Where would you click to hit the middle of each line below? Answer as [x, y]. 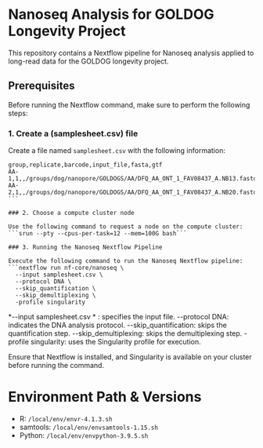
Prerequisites [41, 86]
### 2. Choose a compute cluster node [71, 213]
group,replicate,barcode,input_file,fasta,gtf [85, 165]
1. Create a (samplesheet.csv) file [73, 133]
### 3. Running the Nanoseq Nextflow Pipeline [85, 248]
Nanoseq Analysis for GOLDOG [111, 15]
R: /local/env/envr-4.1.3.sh [66, 418]
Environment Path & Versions [105, 397]
